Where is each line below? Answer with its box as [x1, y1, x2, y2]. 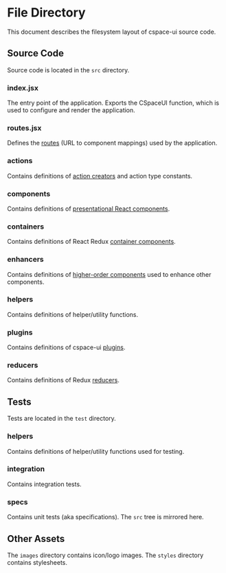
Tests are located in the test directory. [7, 415, 117, 423]
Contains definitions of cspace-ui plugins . [7, 343, 126, 352]
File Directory [7, 5, 86, 21]
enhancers [7, 255, 44, 264]
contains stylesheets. [7, 558, 67, 566]
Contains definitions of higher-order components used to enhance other [7, 270, 212, 278]
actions [7, 156, 33, 166]
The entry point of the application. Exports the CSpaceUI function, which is [7, 98, 220, 107]
